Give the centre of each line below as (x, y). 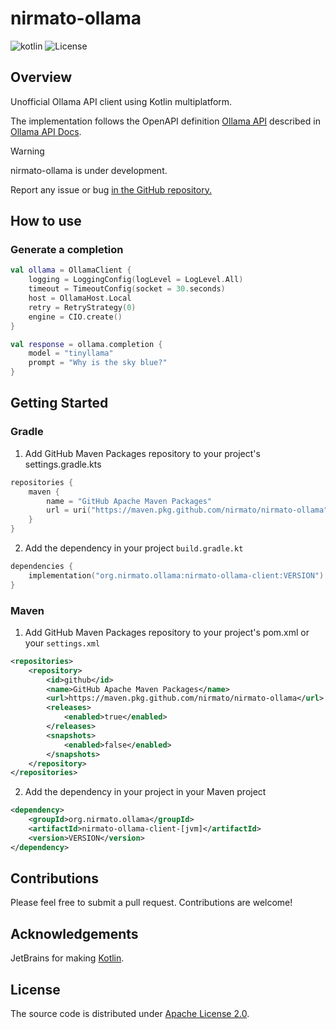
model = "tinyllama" (71, 353)
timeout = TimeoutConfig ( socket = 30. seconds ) (127, 289)
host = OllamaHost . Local (80, 298)
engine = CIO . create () (75, 317)
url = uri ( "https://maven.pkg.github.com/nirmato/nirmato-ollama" (187, 510)
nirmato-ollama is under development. (89, 170)
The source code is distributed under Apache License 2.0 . (130, 1014)
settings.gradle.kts (63, 464)
